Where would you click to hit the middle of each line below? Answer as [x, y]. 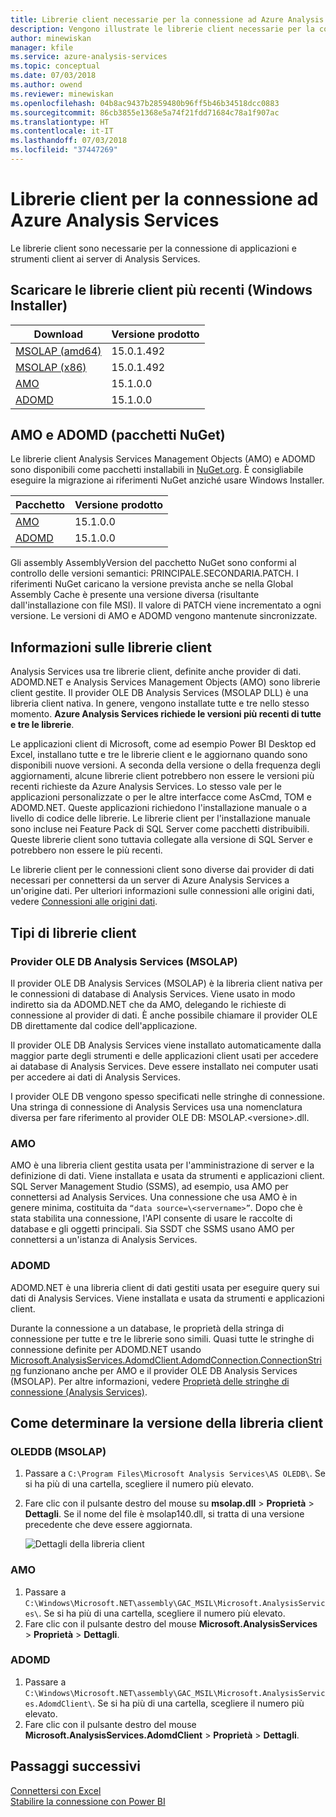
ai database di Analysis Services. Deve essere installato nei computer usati [164, 1066]
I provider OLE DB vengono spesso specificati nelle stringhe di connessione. [167, 1096]
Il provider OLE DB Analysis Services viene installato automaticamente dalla [166, 1045]
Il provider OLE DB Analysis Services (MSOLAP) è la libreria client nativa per [166, 983]
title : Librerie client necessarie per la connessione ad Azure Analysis [167, 19]
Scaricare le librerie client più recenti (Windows [161, 290]
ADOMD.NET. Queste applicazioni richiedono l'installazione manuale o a [159, 808]
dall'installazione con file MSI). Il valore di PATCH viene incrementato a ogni [166, 605]
